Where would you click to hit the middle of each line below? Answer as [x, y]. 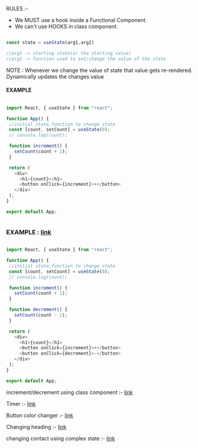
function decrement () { [38, 310]
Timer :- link [21, 403]
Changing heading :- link [36, 427]
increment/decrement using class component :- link [70, 392]
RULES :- [17, 9]
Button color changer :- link [40, 415]
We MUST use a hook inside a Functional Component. [81, 20]
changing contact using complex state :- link [61, 438]
